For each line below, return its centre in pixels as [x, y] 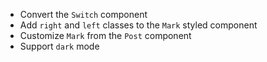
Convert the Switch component [83, 14]
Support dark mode [59, 46]
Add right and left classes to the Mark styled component [138, 25]
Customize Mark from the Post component [105, 35]
